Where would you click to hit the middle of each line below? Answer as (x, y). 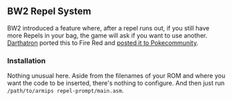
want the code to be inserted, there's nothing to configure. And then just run (116, 83)
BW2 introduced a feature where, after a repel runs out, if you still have (108, 28)
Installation (27, 60)
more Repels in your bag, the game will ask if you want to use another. (107, 35)
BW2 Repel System (49, 11)
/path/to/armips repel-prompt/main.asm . (65, 91)
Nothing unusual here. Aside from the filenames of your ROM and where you (116, 76)
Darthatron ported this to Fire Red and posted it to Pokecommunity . (103, 43)
